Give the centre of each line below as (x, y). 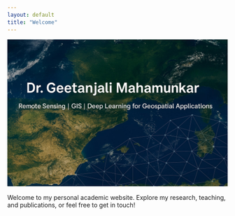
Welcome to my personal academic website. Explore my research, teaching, (116, 198)
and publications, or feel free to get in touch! (71, 205)
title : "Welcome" (33, 22)
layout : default (31, 15)
